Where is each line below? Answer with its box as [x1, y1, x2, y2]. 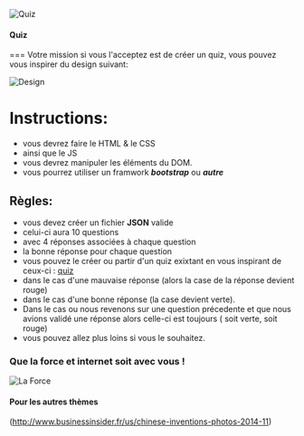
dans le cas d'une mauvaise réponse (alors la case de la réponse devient [22, 274, 295, 285]
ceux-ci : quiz [22, 265, 74, 276]
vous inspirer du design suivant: [9, 59, 128, 70]
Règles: [9, 193, 53, 208]
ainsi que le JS [22, 147, 78, 158]
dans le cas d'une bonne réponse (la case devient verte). [22, 294, 235, 305]
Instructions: [9, 109, 109, 128]
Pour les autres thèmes [9, 396, 99, 407]
